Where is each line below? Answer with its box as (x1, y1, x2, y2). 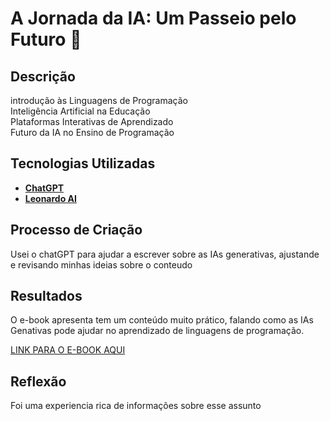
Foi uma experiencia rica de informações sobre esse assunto (10, 400, 262, 412)
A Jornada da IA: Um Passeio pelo (10, 7, 297, 30)
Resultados (10, 288, 83, 305)
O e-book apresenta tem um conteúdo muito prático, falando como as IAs (10, 314, 314, 326)
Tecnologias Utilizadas (10, 155, 156, 172)
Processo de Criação (10, 222, 143, 239)
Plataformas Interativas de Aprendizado (10, 116, 174, 127)
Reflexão (10, 373, 67, 390)
